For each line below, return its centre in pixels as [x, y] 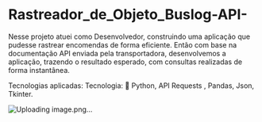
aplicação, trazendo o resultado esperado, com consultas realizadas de [125, 62]
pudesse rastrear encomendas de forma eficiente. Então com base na [123, 44]
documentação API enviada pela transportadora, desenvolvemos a [117, 53]
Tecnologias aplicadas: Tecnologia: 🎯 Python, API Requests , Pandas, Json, [131, 86]
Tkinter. [21, 93]
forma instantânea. [39, 70]
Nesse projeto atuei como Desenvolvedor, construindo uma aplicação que [129, 36]
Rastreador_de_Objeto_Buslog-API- [128, 15]
